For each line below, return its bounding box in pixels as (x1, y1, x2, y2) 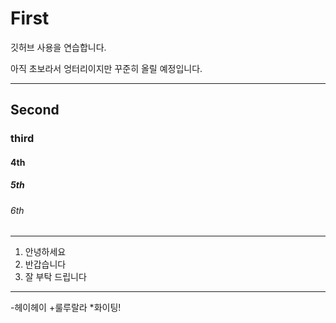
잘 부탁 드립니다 (24, 271, 87, 283)
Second (10, 102, 60, 119)
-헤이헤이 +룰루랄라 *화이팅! (10, 302, 122, 314)
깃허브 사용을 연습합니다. (10, 41, 107, 53)
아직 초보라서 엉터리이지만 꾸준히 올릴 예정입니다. (10, 62, 203, 74)
